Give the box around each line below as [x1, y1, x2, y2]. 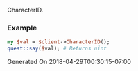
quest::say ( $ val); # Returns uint [7, 45, 107, 52]
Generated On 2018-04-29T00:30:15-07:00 [7, 58, 132, 66]
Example [7, 23, 37, 32]
